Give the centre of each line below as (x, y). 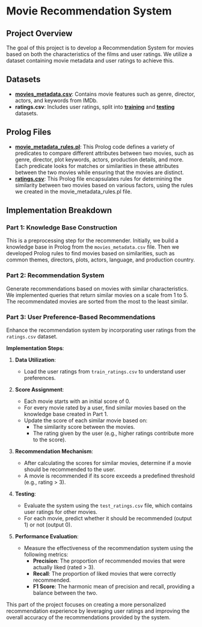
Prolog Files (29, 132)
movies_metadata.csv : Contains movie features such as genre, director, (105, 94)
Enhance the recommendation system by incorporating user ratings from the (101, 330)
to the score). (50, 439)
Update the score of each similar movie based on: (86, 420)
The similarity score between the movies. (84, 426)
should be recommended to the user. (70, 469)
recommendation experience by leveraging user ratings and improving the (98, 611)
